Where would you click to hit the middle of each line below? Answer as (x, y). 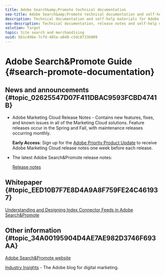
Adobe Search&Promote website (38, 258)
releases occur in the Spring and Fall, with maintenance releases (78, 128)
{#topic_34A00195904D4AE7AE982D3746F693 (81, 238)
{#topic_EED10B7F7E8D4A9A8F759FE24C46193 (82, 190)
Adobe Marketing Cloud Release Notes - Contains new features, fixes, (83, 117)
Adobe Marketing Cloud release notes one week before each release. (82, 148)
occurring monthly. (31, 133)
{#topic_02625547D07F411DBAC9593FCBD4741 (81, 98)
